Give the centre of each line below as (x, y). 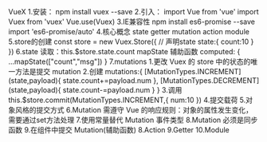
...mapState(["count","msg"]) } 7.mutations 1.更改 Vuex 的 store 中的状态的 (130, 61)
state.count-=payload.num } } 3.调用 (122, 90)
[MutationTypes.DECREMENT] (210, 81)
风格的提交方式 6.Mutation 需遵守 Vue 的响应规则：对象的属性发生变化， (134, 110)
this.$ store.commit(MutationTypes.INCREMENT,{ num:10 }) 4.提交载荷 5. (127, 100)
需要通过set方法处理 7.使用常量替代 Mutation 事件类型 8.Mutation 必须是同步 (133, 120)
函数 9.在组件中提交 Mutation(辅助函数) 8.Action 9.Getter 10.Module (119, 130)
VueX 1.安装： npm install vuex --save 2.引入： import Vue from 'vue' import (133, 12)
